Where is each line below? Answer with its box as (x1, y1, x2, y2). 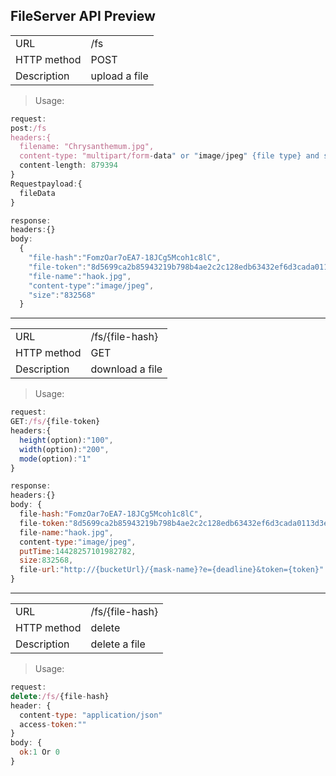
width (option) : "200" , (19, 444, 110, 454)
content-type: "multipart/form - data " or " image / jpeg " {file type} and (19, 151, 320, 161)
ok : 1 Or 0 (19, 747, 60, 758)
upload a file (90, 69, 149, 83)
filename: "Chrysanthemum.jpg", (19, 142, 155, 152)
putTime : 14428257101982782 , (19, 546, 137, 556)
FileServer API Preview (10, 8, 156, 25)
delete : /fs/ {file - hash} (10, 691, 110, 701)
